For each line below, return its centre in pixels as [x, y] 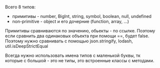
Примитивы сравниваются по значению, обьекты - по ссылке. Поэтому [80, 31]
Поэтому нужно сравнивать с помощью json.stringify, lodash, [69, 41]
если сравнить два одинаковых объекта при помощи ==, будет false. [77, 36]
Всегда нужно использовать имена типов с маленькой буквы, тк [73, 55]
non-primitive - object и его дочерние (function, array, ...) [70, 21]
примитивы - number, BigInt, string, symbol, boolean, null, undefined [82, 16]
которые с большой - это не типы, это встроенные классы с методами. [80, 61]
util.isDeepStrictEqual [27, 46]
